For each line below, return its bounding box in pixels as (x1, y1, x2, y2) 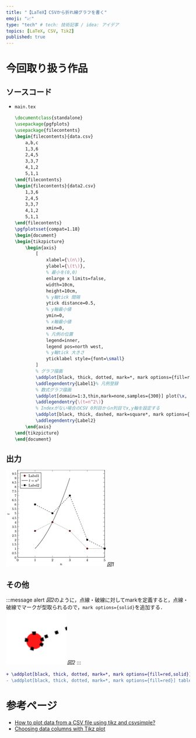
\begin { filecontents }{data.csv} (14, 134, 93, 139)
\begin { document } (14, 232, 57, 238)
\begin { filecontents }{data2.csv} (14, 183, 96, 189)
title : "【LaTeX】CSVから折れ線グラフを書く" (6, 9, 107, 15)
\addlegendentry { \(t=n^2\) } (36, 399, 104, 405)
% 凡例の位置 (45, 331, 73, 337)
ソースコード (6, 87, 52, 97)
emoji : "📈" (6, 15, 34, 22)
